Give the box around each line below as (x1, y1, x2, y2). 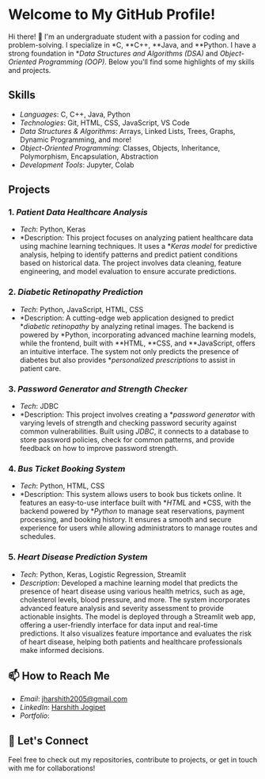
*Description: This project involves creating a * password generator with (19, 410, 256, 419)
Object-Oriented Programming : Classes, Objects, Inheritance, (19, 143, 221, 152)
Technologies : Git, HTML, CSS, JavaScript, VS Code (19, 117, 190, 128)
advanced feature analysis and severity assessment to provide (19, 603, 224, 613)
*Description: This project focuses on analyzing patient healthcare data (19, 233, 254, 242)
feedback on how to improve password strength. (19, 444, 179, 453)
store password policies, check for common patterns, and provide (19, 435, 235, 445)
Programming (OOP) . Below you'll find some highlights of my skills (38, 57, 255, 67)
